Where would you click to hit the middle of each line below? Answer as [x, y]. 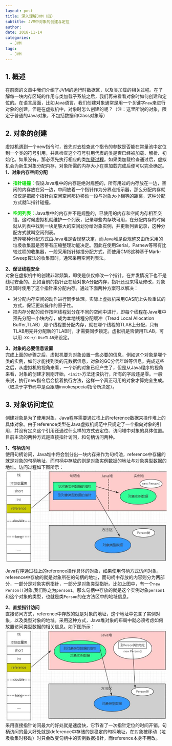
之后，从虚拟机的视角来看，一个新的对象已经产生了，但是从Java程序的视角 [84, 368]
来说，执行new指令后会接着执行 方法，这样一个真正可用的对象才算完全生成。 [86, 380]
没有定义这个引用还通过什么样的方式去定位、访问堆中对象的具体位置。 [93, 431]
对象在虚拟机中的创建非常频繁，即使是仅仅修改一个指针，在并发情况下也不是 [86, 275]
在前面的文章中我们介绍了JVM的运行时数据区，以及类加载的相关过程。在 [82, 90]
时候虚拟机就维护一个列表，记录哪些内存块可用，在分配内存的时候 [96, 220]
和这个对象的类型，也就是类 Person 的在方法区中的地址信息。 [68, 596]
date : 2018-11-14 [24, 33]
